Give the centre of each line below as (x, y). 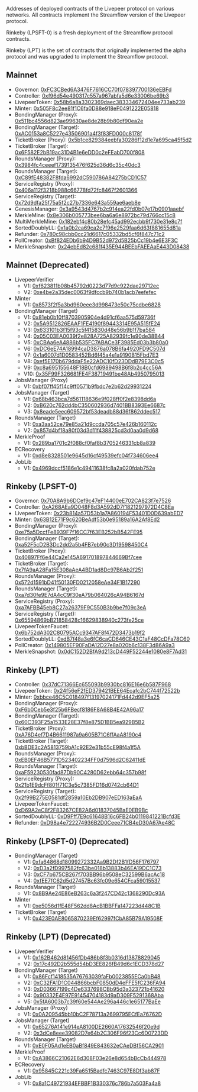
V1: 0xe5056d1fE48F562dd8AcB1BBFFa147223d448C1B (92, 906)
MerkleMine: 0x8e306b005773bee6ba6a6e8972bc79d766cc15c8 (95, 215)
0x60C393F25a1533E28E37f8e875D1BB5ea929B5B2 (79, 722)
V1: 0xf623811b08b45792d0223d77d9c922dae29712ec (91, 286)
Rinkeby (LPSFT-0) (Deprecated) (68, 841)
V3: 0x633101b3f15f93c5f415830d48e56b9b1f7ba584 (89, 329)
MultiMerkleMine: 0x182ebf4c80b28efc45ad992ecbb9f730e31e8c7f (98, 221)
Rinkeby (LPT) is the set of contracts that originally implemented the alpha (96, 50)
